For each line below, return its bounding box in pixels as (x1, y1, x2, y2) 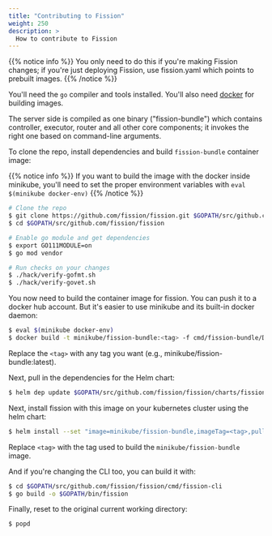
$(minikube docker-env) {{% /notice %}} (8, 188, 144, 199)
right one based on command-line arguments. (8, 131, 162, 141)
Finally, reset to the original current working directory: (8, 504, 188, 514)
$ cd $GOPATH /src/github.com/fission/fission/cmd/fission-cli (8, 482, 223, 491)
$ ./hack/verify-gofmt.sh (8, 271, 96, 280)
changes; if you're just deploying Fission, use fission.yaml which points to (8, 66, 254, 75)
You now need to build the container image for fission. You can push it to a (8, 294, 257, 303)
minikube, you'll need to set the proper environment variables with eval (8, 180, 246, 190)
